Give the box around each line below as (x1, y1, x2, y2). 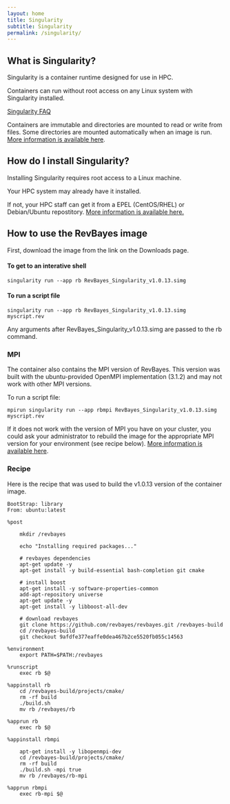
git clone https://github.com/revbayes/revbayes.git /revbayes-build (19, 621, 224, 628)
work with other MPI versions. (7, 380, 92, 389)
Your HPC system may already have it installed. (7, 187, 141, 195)
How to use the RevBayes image (7, 228, 148, 239)
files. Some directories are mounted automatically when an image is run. (7, 128, 212, 137)
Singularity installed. (7, 94, 65, 102)
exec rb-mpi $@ (19, 790, 63, 797)
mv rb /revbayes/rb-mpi (19, 772, 88, 779)
